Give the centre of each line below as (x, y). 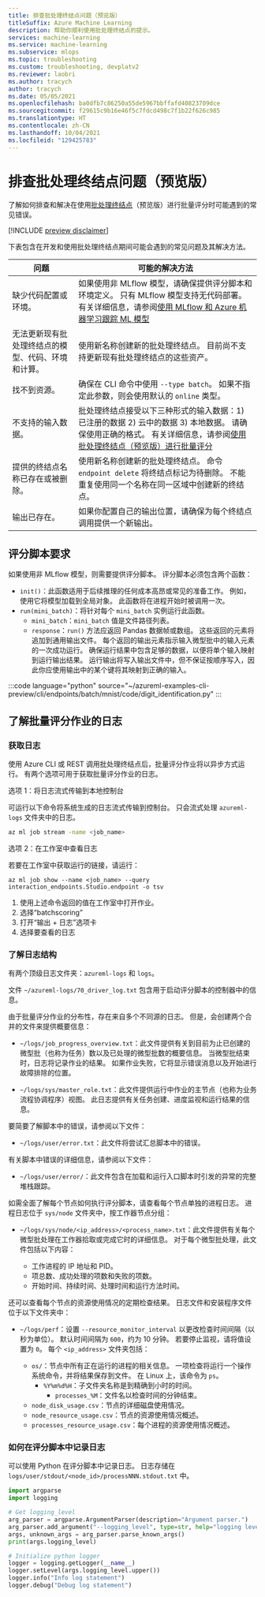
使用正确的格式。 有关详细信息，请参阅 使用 (166, 435)
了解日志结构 (33, 954)
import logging (33, 1498)
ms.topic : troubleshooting (52, 60)
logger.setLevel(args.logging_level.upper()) (84, 1571)
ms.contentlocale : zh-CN (49, 125)
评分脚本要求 (39, 554)
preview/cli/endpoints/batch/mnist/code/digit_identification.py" (111, 694)
